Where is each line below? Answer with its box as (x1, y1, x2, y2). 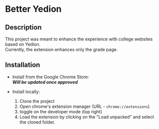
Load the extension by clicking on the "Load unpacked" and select (19, 114, 155, 120)
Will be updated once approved (12, 79, 78, 85)
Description (5, 23, 42, 32)
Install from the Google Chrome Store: (12, 74, 89, 80)
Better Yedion (5, 3, 62, 15)
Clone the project (19, 98, 55, 104)
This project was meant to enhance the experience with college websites (5, 36, 153, 42)
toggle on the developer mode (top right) (19, 108, 102, 114)
